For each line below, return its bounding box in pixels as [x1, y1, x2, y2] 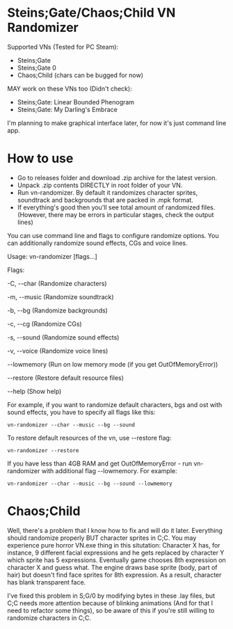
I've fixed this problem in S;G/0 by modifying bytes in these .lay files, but [7, 591, 216, 600]
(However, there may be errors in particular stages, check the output [17, 210, 214, 218]
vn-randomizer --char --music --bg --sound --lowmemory [7, 480, 172, 487]
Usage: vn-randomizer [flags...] [7, 252, 97, 260]
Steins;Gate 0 [17, 63, 57, 72]
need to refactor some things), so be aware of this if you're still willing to [7, 606, 215, 614]
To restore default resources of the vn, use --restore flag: [7, 433, 172, 442]
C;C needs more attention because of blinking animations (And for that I [7, 598, 214, 607]
